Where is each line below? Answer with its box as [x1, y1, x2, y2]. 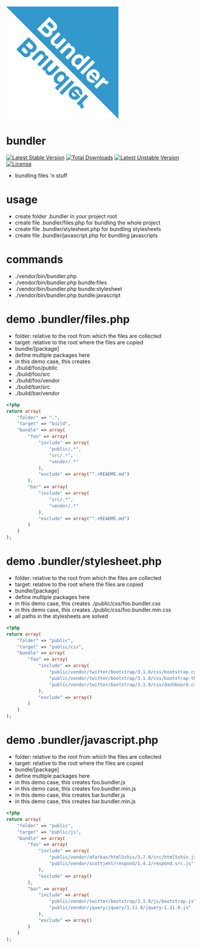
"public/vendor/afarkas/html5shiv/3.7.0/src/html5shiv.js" [48, 854, 199, 861]
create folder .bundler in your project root [14, 212, 118, 220]
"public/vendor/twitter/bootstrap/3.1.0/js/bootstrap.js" [48, 898, 197, 904]
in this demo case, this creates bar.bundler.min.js [14, 798, 136, 805]
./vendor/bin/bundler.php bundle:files [14, 279, 107, 286]
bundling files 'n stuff [14, 172, 68, 179]
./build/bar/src [14, 383, 50, 390]
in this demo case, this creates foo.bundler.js [14, 779, 126, 786]
